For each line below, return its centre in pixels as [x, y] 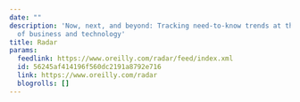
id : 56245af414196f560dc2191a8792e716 [90, 67]
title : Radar [33, 42]
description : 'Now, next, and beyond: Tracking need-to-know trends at [145, 26]
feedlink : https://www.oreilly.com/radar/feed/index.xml [125, 59]
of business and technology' [71, 34]
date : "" [25, 17]
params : [24, 51]
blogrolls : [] [43, 83]
